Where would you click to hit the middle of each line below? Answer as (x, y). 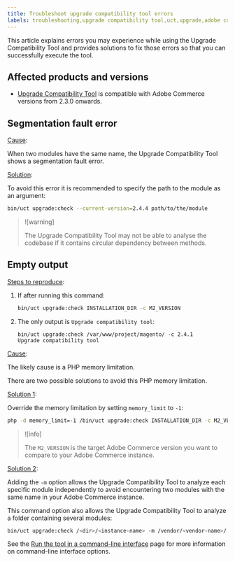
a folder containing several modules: (60, 518)
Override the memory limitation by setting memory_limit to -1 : (95, 407)
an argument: (27, 196)
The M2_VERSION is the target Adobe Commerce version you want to (121, 447)
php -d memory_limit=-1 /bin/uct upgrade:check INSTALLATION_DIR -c (109, 421)
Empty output (38, 265)
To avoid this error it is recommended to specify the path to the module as (114, 188)
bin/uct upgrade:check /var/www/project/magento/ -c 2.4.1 (105, 334)
